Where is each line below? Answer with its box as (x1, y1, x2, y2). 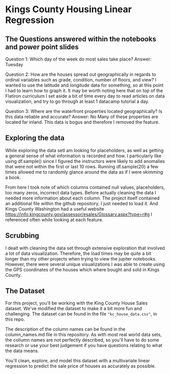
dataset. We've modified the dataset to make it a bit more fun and (5, 305, 142, 311)
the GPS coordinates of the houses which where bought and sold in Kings (5, 266, 160, 273)
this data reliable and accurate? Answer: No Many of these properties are (5, 113, 158, 120)
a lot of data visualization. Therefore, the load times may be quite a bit (5, 250, 151, 256)
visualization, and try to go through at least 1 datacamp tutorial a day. (5, 98, 150, 104)
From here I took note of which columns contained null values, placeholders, (5, 184, 165, 190)
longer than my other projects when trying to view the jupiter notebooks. (5, 255, 157, 262)
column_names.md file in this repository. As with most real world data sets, (5, 332, 162, 338)
